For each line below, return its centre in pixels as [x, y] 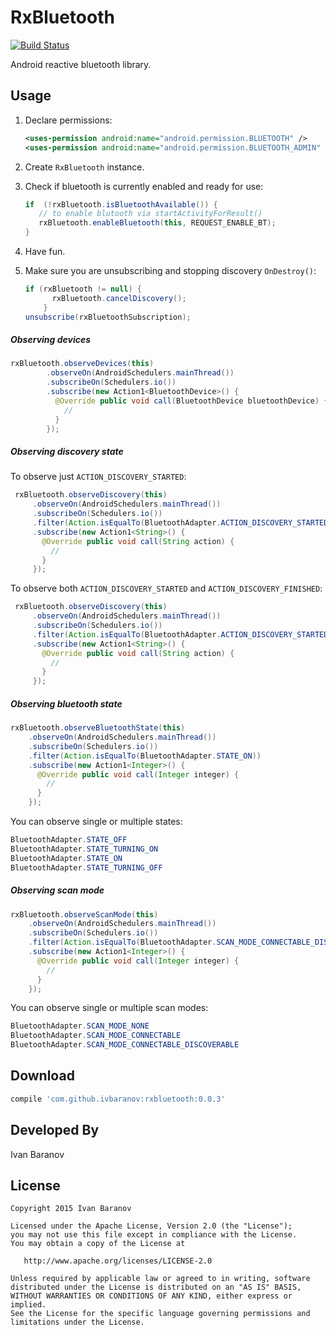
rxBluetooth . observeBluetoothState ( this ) [98, 728]
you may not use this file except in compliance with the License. [154, 1235]
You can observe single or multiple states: [96, 822]
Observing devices [51, 340]
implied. [28, 1305]
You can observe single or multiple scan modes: [109, 1008]
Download [42, 1076]
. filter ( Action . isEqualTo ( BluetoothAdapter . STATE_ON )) [145, 756]
